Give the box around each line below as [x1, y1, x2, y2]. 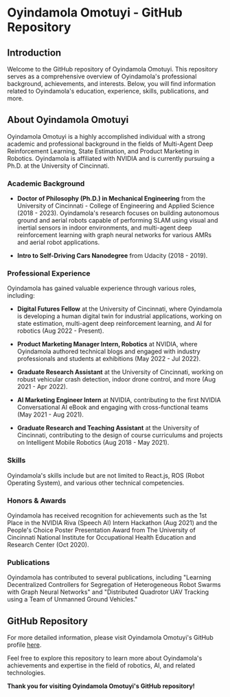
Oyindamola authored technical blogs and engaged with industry [16, 347, 200, 355]
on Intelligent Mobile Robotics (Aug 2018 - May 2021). [16, 439, 170, 447]
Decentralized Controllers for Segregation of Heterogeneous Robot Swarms [7, 581, 221, 589]
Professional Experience [7, 269, 91, 278]
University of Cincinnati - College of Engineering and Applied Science [16, 201, 215, 210]
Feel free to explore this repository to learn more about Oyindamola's [7, 654, 203, 663]
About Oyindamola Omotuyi [7, 114, 129, 126]
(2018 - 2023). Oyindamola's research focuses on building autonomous [16, 209, 220, 217]
